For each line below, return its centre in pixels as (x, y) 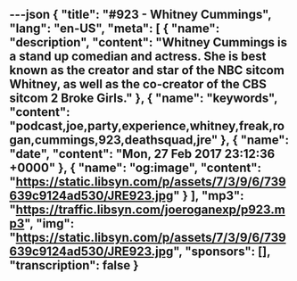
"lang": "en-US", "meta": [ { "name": (115, 29)
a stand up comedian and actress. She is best (138, 57)
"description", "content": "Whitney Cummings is (148, 42)
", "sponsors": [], (222, 252)
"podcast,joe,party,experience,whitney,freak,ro (147, 126)
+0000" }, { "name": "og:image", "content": (135, 168)
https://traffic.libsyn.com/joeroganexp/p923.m (150, 210)
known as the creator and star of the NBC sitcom (147, 70)
